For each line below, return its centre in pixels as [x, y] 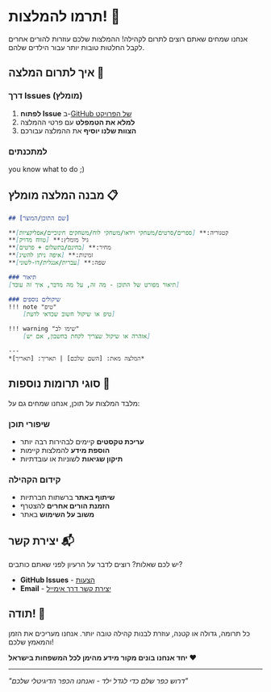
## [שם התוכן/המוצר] [39, 218]
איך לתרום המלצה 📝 [56, 73]
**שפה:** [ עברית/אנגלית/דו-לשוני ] [57, 263]
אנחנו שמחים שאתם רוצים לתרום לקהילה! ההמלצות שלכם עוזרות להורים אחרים [128, 39]
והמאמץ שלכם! [31, 642]
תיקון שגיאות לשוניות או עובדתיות [71, 459]
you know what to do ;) [46, 169]
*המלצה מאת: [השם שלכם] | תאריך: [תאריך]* [77, 359]
